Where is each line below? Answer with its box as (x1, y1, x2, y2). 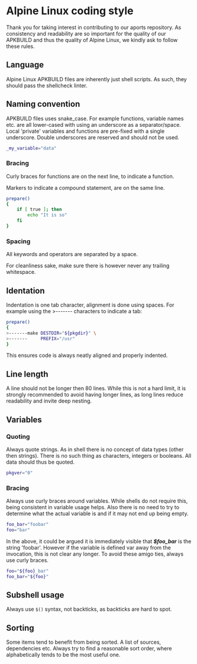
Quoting (6, 432, 30, 440)
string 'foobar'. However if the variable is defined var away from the (6, 544, 172, 551)
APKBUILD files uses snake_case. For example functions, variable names (6, 114, 184, 122)
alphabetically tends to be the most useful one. (6, 651, 121, 659)
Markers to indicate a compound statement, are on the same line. (6, 184, 165, 191)
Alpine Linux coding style (6, 4, 134, 18)
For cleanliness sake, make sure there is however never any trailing (6, 262, 170, 269)
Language (6, 60, 44, 70)
